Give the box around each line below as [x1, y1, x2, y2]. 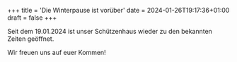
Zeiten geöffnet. [7, 35, 54, 43]
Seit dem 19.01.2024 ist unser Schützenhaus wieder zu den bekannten [7, 27, 212, 35]
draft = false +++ [7, 13, 57, 22]
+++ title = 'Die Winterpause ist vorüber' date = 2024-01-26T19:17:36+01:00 [7, 6, 230, 14]
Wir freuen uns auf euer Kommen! [7, 49, 106, 56]
